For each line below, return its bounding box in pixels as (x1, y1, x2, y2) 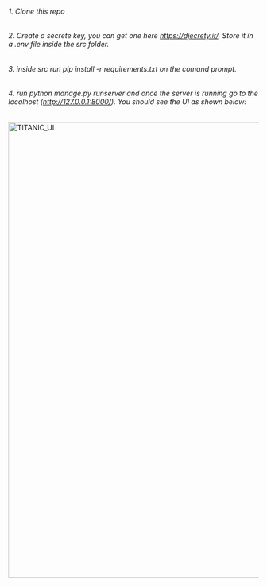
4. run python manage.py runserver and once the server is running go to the (8, 88, 258, 99)
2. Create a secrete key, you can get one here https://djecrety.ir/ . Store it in (8, 31, 254, 41)
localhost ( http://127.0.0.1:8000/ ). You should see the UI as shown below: (8, 97, 246, 107)
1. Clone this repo (8, 6, 65, 16)
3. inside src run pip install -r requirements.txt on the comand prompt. (8, 64, 237, 73)
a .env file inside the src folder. (8, 40, 110, 49)
